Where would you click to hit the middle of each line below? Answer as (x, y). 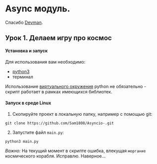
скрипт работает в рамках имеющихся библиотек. (59, 91)
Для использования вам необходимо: (45, 62)
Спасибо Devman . (24, 22)
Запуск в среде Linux (28, 103)
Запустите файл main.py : (38, 132)
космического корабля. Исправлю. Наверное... (55, 156)
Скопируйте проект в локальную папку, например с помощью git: (82, 114)
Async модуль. (38, 9)
